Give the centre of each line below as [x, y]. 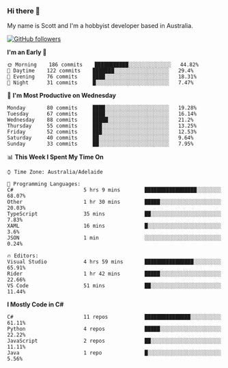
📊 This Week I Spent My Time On [55, 157]
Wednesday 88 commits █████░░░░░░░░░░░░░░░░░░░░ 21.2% [100, 120]
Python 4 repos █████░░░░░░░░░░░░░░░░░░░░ [114, 329]
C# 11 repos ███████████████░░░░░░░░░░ [114, 317]
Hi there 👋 [24, 11]
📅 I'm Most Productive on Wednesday [61, 96]
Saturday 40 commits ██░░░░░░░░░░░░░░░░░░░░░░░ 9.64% [100, 138]
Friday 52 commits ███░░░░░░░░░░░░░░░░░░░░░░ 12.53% [102, 132]
